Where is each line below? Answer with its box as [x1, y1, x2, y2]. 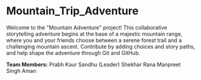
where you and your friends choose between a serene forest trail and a [6, 36, 182, 44]
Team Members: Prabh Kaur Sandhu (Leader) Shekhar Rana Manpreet [6, 61, 181, 68]
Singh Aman [6, 67, 37, 74]
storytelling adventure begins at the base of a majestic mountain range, [6, 30, 183, 37]
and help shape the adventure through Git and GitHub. [6, 49, 140, 56]
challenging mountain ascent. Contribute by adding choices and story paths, [6, 43, 196, 50]
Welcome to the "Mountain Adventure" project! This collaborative [6, 24, 167, 31]
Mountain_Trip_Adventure [6, 4, 139, 18]
